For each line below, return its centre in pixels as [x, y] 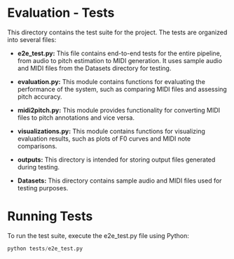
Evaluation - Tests [61, 13]
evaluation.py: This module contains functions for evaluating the [111, 81]
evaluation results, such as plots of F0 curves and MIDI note [104, 139]
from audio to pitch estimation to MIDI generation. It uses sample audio [120, 60]
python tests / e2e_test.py [45, 248]
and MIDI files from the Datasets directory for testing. [94, 68]
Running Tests [50, 217]
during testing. [39, 167]
